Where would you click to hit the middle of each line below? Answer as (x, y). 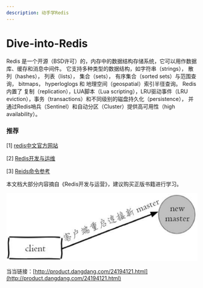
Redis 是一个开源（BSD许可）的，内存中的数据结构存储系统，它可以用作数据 (101, 61)
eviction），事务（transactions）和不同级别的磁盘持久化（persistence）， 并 (100, 99)
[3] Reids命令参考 (28, 171)
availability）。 (24, 114)
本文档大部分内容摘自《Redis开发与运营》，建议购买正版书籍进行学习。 (94, 184)
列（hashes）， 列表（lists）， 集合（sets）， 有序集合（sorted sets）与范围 (99, 76)
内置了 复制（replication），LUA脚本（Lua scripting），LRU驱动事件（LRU (97, 91)
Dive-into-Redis (47, 43)
